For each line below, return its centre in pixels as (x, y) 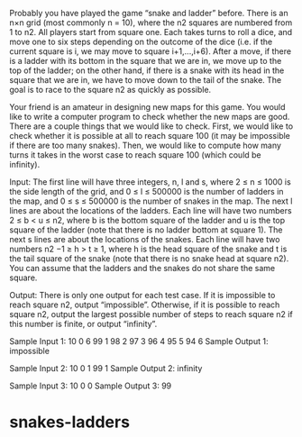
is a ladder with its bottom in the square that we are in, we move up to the (146, 61)
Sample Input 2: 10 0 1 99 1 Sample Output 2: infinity (106, 368)
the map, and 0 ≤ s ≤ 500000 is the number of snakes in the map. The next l (151, 201)
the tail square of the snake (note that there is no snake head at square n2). (149, 259)
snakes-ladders (70, 422)
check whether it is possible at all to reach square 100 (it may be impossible (150, 136)
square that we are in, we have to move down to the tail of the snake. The (146, 80)
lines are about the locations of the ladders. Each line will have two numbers (151, 210)
